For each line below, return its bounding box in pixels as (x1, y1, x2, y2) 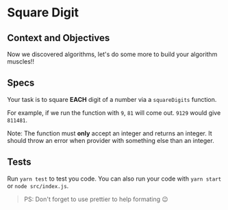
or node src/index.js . (7, 181, 69, 189)
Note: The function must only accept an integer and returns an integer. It (7, 129, 212, 137)
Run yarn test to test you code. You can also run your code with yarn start (7, 174, 222, 183)
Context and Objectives (7, 32, 110, 44)
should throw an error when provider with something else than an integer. (7, 136, 214, 144)
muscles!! (7, 57, 34, 66)
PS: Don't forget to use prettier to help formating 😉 (23, 195, 169, 203)
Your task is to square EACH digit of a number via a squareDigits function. (7, 95, 217, 103)
